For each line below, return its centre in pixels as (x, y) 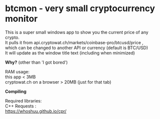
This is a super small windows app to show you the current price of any (77, 32)
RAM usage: (17, 71)
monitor (21, 19)
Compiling (16, 91)
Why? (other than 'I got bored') (37, 62)
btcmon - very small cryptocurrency (80, 8)
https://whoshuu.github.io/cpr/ (36, 111)
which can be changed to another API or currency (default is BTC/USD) (77, 48)
